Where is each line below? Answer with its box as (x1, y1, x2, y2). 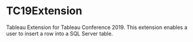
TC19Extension (6, 4, 83, 18)
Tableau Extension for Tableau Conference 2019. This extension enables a (6, 24, 188, 31)
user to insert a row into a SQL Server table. (6, 30, 113, 37)
